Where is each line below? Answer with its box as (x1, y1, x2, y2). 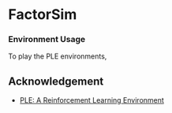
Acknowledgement (8, 74, 104, 88)
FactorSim (8, 6, 77, 24)
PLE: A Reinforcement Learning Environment (19, 96, 164, 105)
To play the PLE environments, (8, 51, 107, 61)
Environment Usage (8, 34, 86, 45)
